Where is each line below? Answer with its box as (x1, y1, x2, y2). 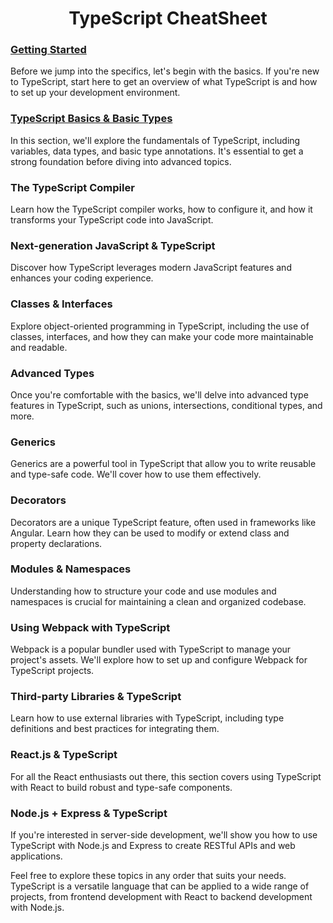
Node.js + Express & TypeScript (10, 806, 168, 820)
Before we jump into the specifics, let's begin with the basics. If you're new (10, 65, 320, 77)
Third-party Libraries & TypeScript (10, 690, 182, 704)
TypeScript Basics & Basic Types (10, 112, 173, 126)
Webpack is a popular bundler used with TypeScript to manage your (10, 643, 292, 656)
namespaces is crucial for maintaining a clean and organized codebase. (10, 595, 307, 607)
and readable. (10, 341, 68, 353)
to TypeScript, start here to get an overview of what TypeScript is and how (10, 76, 318, 88)
